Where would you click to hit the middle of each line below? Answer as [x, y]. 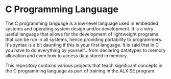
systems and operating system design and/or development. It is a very [79, 28]
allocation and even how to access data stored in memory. [67, 55]
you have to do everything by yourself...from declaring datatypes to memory [86, 50]
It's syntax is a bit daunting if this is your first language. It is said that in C [82, 45]
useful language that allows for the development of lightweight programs [82, 34]
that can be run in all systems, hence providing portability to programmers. [84, 39]
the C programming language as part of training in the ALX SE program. [80, 71]
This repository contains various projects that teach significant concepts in [84, 65]
